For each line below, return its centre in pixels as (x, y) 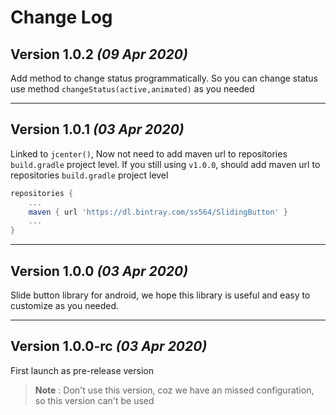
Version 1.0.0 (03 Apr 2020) (99, 271)
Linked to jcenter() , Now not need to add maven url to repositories (149, 153)
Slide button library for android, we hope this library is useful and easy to (160, 295)
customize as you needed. (65, 305)
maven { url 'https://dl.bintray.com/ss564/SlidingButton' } (158, 212)
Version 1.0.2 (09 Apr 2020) (99, 54)
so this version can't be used (94, 400)
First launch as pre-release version (82, 370)
